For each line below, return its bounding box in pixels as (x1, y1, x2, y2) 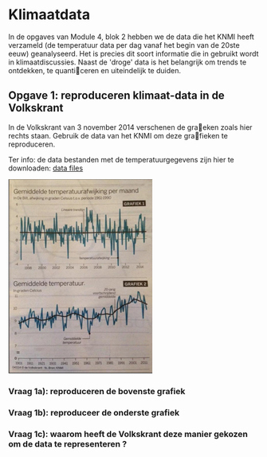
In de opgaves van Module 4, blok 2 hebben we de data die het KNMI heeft (8, 32, 255, 41)
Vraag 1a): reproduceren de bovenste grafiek (8, 385, 186, 396)
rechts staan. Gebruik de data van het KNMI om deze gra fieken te (8, 131, 229, 140)
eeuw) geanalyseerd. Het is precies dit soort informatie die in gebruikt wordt (8, 49, 259, 58)
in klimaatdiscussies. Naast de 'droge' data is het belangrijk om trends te (8, 57, 247, 67)
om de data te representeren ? (8, 438, 128, 449)
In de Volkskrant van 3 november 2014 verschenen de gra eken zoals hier (8, 122, 253, 132)
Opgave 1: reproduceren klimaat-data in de (8, 89, 225, 103)
